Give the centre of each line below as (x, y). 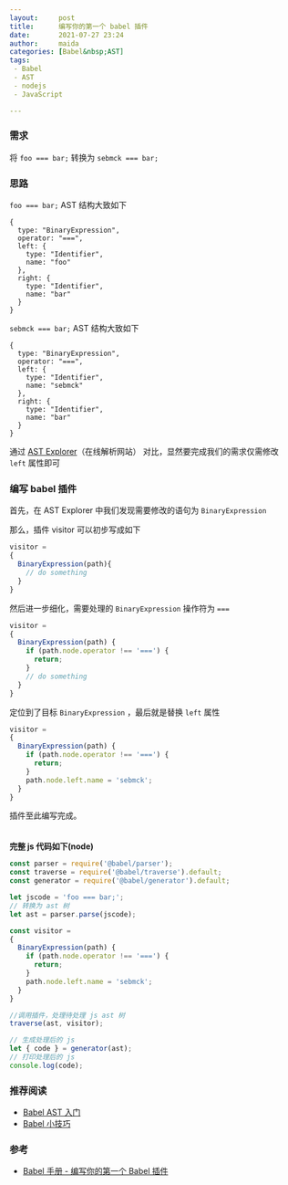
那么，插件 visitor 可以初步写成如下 (75, 530)
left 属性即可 (35, 463)
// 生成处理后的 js (42, 1040)
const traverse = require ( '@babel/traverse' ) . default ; (116, 873)
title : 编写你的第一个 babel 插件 (79, 26)
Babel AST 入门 (51, 1112)
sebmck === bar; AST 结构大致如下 (74, 329)
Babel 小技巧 (46, 1124)
